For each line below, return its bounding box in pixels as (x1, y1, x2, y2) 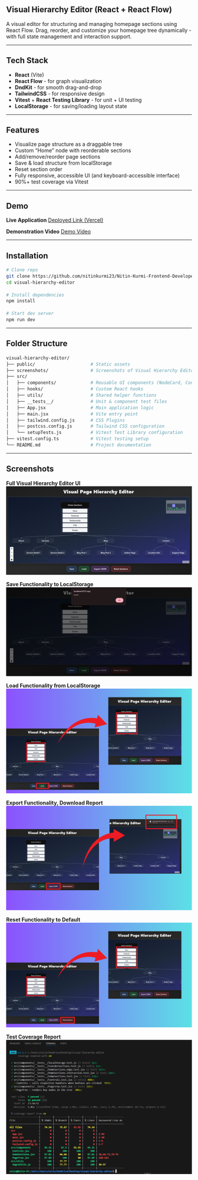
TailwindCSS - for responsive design (14, 90, 105, 97)
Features (6, 125, 39, 135)
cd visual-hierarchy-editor (6, 280, 75, 285)
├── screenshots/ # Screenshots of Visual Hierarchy (6, 367, 178, 373)
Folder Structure (6, 338, 68, 349)
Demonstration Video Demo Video (6, 228, 91, 235)
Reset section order (14, 166, 63, 173)
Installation (6, 251, 48, 261)
